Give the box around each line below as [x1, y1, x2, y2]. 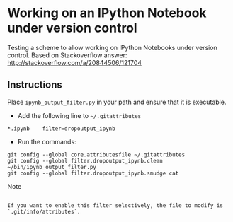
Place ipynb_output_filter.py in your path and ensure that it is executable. [7, 98, 227, 106]
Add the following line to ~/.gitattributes [17, 111, 142, 119]
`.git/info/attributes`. [7, 208, 81, 215]
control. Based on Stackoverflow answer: [7, 51, 127, 59]
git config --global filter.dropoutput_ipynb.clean [7, 157, 163, 164]
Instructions [7, 79, 62, 91]
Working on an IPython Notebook [7, 5, 207, 21]
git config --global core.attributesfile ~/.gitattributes [7, 151, 186, 158]
